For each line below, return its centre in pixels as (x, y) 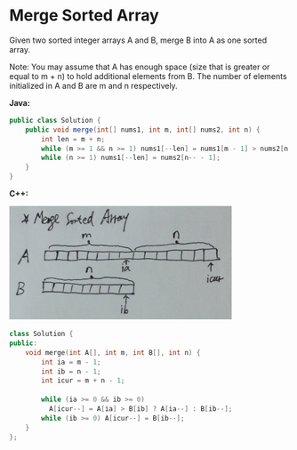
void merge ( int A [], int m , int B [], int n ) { (113, 352)
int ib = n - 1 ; (71, 371)
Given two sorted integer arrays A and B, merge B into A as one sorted (138, 40)
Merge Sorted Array (84, 16)
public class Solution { (55, 120)
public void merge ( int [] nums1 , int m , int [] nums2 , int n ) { (143, 130)
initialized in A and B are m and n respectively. (93, 85)
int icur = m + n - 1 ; (83, 381)
